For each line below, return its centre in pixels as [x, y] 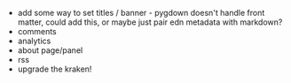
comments [37, 31]
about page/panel [50, 50]
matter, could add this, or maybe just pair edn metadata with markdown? [150, 22]
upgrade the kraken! [55, 69]
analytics [34, 41]
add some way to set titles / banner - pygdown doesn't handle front [141, 13]
